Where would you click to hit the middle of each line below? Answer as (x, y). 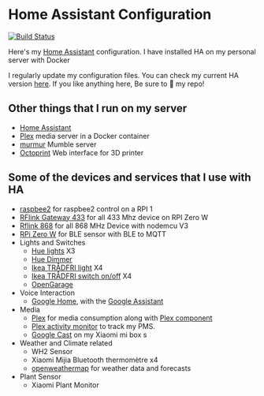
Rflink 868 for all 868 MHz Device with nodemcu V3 (104, 226)
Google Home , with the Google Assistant (97, 301)
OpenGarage (52, 284)
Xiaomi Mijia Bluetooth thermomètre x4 (95, 360)
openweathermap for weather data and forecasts (111, 368)
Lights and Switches (52, 242)
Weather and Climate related (66, 343)
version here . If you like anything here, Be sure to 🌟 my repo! (106, 84)
